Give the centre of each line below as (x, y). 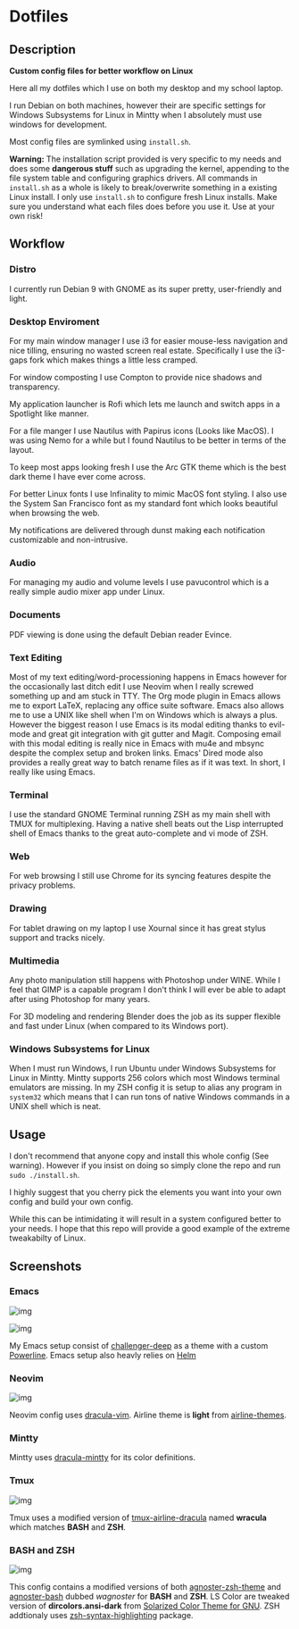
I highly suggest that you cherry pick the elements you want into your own (145, 1192)
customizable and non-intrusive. (69, 539)
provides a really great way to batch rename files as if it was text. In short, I (147, 762)
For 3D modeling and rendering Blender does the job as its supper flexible (145, 1016)
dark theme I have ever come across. (77, 476)
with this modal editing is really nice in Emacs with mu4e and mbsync (137, 743)
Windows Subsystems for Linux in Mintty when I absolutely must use (136, 115)
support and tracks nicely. (57, 937)
